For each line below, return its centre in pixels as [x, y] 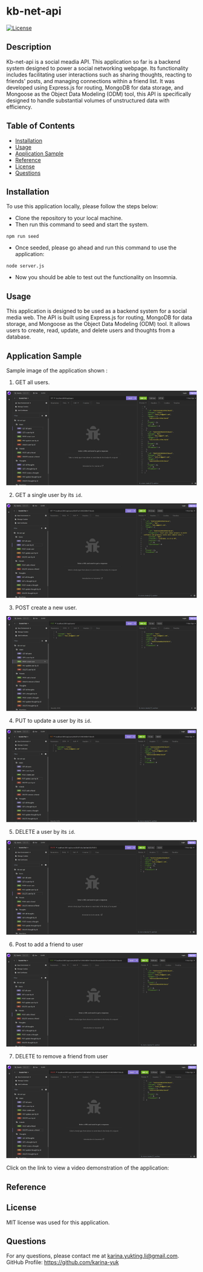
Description [29, 47]
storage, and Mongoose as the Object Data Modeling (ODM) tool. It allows [98, 324]
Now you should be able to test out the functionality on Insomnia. [96, 277]
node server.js [25, 266]
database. [19, 337]
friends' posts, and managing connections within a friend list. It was [91, 81]
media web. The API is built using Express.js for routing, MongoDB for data [99, 317]
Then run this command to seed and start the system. [82, 225]
